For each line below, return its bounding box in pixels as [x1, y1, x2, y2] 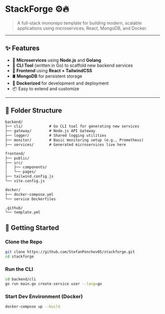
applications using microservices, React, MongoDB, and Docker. [17, 25, 147, 31]
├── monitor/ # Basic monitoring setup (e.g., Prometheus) [5, 138, 144, 143]
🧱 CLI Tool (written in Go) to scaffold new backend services [12, 62, 133, 68]
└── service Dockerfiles [5, 197, 56, 201]
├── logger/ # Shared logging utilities [5, 133, 107, 138]
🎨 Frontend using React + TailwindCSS [12, 67, 92, 73]
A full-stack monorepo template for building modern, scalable [17, 20, 142, 26]
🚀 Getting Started [5, 224, 59, 232]
